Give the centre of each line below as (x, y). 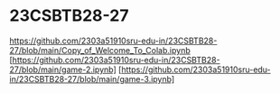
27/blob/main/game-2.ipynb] (63, 70)
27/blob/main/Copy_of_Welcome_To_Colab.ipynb (100, 50)
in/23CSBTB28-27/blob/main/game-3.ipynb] (92, 79)
